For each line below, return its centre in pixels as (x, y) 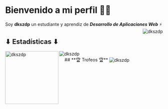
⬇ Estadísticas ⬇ (32, 42)
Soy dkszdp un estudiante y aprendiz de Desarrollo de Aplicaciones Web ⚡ (84, 24)
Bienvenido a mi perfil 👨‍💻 (58, 10)
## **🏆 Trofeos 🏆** (86, 60)
